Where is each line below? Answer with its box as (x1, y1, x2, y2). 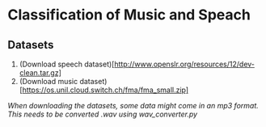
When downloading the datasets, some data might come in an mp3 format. (7, 101, 260, 110)
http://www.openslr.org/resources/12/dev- (113, 59, 255, 69)
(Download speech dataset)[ (19, 59, 115, 69)
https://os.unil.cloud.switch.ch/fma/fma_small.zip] (22, 85, 189, 95)
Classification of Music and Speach (7, 6, 251, 24)
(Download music (19, 77, 78, 86)
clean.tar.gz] (19, 68, 62, 78)
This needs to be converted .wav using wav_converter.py (7, 109, 198, 119)
